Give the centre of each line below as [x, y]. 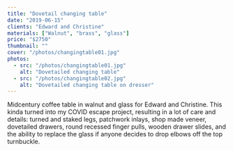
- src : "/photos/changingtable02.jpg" [70, 78]
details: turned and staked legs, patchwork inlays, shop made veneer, [107, 120]
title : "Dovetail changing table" [58, 14]
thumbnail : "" [28, 46]
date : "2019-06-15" [36, 20]
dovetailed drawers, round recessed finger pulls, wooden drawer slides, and [117, 127]
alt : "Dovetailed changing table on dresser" [87, 85]
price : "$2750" [29, 40]
